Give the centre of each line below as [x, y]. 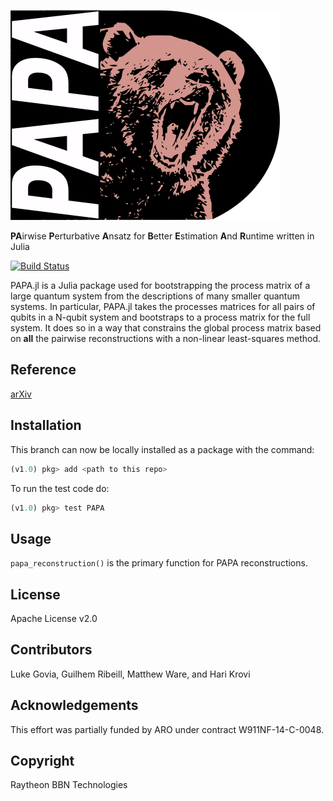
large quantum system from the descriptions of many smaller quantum [155, 296]
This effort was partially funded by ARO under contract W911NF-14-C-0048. [167, 729]
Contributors [51, 650]
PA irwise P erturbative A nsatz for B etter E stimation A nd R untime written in [162, 236]
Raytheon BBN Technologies [69, 785]
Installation [46, 425]
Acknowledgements [74, 705]
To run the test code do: [60, 488]
